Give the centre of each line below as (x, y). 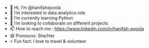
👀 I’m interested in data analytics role (48, 13)
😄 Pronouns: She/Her (32, 36)
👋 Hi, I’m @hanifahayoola (35, 8)
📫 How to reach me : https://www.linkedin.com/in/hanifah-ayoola (77, 29)
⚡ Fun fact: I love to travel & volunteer (48, 41)
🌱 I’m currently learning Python (41, 18)
